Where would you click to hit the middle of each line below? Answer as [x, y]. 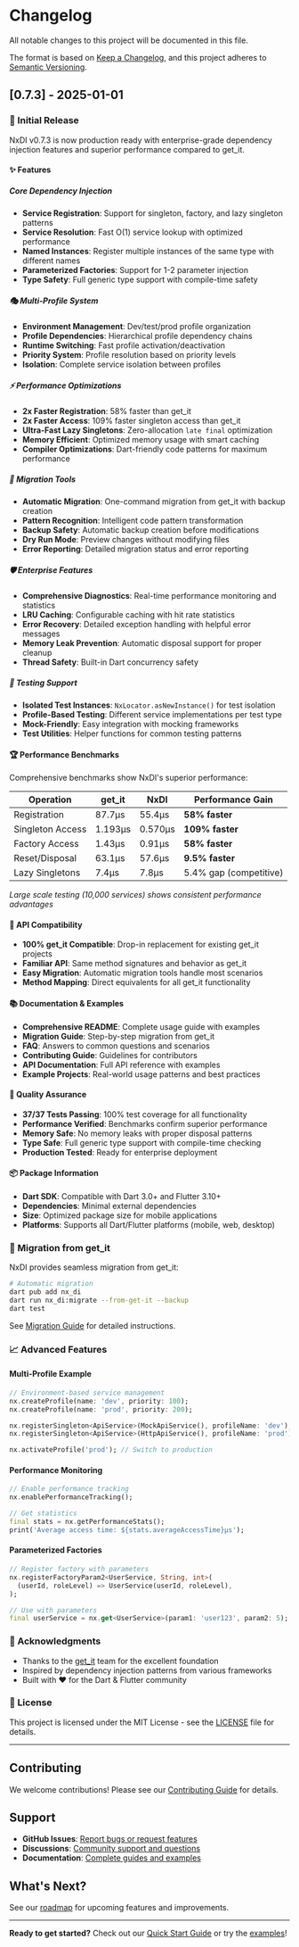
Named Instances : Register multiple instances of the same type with [148, 252]
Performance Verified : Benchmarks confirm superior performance [145, 1123]
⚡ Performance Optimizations [65, 385]
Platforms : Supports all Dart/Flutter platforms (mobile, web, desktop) [149, 1225]
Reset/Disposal [45, 858]
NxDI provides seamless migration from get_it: [94, 1267]
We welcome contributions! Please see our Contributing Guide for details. [144, 1789]
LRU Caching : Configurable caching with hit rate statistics [129, 615]
